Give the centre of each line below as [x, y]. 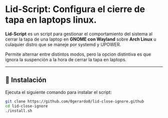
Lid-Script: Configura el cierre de [75, 9]
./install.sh [19, 111]
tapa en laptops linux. [51, 20]
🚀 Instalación [26, 80]
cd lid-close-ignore [27, 106]
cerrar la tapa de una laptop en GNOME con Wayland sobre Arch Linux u [81, 39]
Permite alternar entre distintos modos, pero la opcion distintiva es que [78, 54]
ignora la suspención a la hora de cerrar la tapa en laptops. [66, 59]
